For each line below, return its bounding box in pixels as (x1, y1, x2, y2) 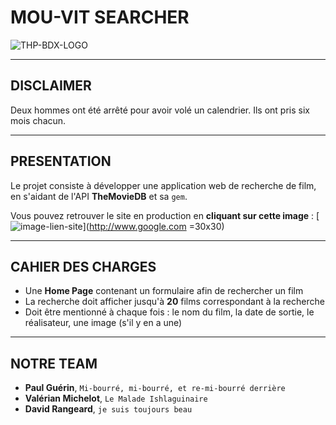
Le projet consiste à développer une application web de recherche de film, (10, 179, 317, 191)
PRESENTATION (10, 153, 112, 170)
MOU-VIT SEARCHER (10, 6, 190, 29)
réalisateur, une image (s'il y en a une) (24, 317, 183, 329)
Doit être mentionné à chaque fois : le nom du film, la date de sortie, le (24, 306, 315, 318)
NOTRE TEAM (10, 355, 98, 372)
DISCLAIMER (10, 77, 92, 95)
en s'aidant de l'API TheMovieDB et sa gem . (10, 190, 188, 202)
